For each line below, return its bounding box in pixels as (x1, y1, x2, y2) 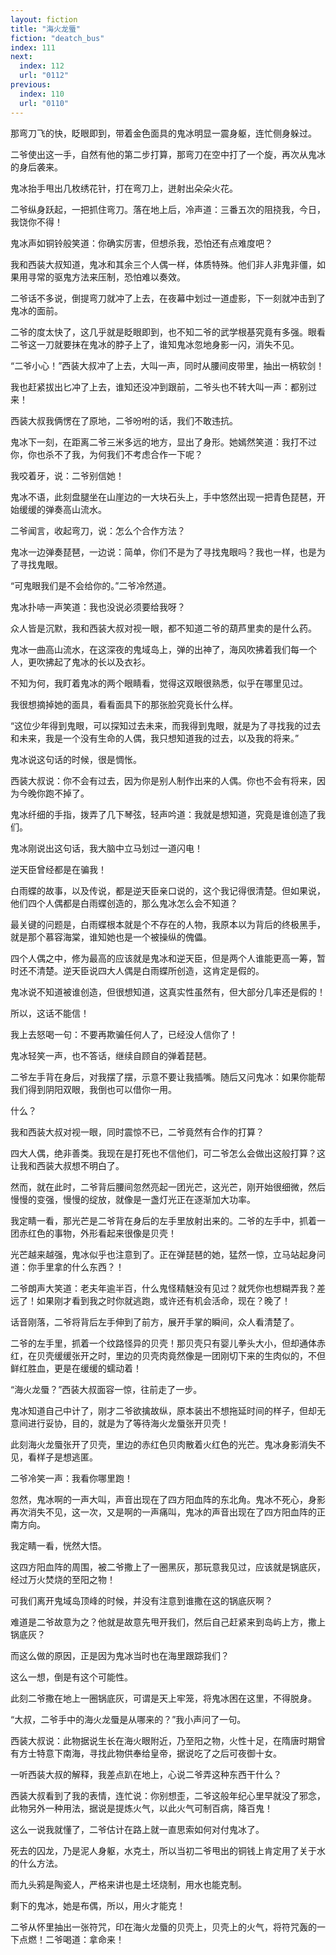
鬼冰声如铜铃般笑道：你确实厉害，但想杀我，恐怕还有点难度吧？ (10, 237, 273, 249)
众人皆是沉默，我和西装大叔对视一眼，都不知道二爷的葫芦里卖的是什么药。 (10, 622, 317, 634)
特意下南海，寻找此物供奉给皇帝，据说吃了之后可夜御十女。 (36, 1747, 282, 1759)
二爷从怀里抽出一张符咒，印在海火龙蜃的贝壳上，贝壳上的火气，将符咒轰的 (10, 1921, 317, 1933)
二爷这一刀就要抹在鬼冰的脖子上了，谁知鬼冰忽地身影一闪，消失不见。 (10, 338, 300, 350)
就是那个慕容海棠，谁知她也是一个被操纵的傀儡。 (10, 931, 212, 943)
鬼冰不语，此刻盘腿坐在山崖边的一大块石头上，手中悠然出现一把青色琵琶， (10, 491, 317, 503)
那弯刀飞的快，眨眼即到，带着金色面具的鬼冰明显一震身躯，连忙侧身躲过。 (10, 127, 317, 139)
